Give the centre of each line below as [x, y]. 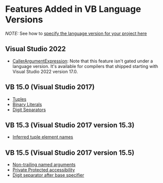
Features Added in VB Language [73, 9]
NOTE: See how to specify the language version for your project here [76, 33]
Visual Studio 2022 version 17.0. [45, 71]
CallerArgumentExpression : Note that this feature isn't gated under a [82, 61]
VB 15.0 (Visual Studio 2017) [50, 87]
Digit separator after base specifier [48, 175]
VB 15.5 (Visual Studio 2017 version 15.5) [70, 152]
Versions [24, 20]
